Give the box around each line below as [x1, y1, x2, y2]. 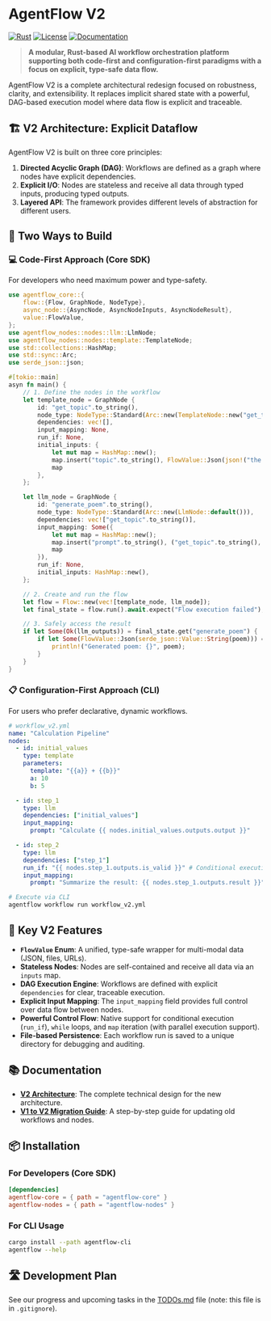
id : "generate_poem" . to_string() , [37, 500, 153, 509]
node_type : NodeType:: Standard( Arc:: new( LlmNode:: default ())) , [37, 509, 254, 517]
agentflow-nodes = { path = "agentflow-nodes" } [8, 1201, 175, 1209]
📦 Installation [8, 1139, 81, 1153]
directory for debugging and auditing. [19, 1039, 145, 1049]
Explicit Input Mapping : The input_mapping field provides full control [19, 996, 248, 1006]
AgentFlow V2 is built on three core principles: [8, 147, 163, 157]
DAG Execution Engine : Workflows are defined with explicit [19, 979, 218, 989]
